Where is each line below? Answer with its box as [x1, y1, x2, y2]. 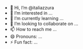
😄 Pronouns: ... [10, 33, 43, 39]
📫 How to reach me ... [10, 26, 57, 32]
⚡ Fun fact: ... [10, 39, 38, 45]
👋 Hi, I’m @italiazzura [10, 5, 54, 10]
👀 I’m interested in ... [10, 10, 53, 16]
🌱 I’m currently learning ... [10, 15, 64, 21]
